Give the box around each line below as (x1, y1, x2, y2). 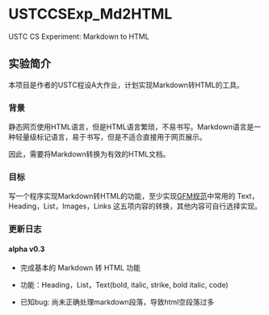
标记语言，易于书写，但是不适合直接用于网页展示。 (36, 132, 207, 142)
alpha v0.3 (8, 244, 45, 254)
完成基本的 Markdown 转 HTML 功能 (19, 263, 141, 273)
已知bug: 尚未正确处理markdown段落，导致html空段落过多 (19, 297, 215, 307)
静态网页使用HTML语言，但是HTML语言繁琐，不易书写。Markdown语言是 (8, 122, 254, 132)
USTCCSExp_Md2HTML (8, 5, 173, 23)
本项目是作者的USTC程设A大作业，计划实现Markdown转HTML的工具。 (8, 80, 244, 90)
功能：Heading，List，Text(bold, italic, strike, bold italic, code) (19, 280, 229, 290)
